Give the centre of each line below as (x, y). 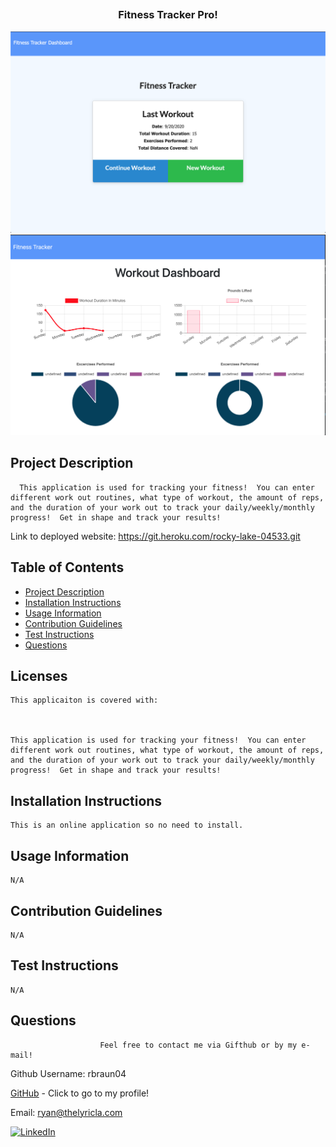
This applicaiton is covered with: (84, 700)
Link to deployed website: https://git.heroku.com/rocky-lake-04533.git (155, 536)
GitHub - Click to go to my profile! (80, 1093)
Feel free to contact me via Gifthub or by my (198, 1045)
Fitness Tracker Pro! (168, 15)
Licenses (39, 676)
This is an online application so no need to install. (127, 825)
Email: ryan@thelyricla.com (66, 1112)
